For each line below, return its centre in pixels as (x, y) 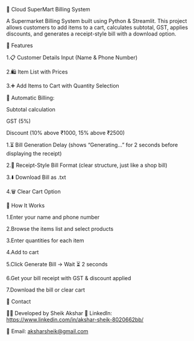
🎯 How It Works (26, 205)
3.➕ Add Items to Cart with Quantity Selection (63, 86)
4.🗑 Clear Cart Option (34, 192)
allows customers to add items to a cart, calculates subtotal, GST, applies (97, 27)
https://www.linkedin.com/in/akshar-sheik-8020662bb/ (75, 320)
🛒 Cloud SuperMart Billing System (48, 9)
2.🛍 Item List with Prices (37, 72)
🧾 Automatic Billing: (30, 98)
